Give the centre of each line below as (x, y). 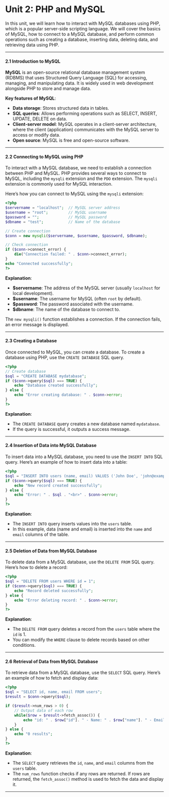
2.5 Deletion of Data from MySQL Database (51, 551)
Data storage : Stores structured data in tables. (61, 108)
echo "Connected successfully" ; (39, 263)
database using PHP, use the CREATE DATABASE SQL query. (65, 357)
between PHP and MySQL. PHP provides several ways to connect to (76, 173)
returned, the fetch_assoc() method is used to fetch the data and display (88, 779)
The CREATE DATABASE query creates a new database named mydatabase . (87, 424)
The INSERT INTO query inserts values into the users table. (72, 524)
